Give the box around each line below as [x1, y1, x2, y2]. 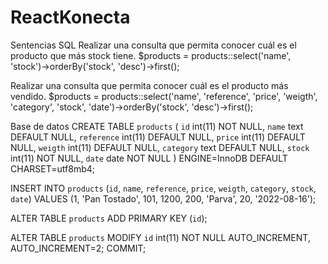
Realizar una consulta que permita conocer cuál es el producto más [10, 79, 289, 91]
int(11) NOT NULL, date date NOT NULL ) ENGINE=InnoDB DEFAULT [10, 152, 288, 164]
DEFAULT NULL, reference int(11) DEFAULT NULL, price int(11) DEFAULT [10, 131, 306, 143]
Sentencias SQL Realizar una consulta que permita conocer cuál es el [10, 39, 297, 51]
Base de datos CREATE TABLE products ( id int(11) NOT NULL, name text [10, 120, 304, 132]
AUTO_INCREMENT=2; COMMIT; [10, 242, 147, 254]
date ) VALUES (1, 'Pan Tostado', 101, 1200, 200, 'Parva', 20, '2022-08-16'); [10, 192, 317, 205]
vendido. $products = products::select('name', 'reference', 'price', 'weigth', [10, 90, 318, 102]
